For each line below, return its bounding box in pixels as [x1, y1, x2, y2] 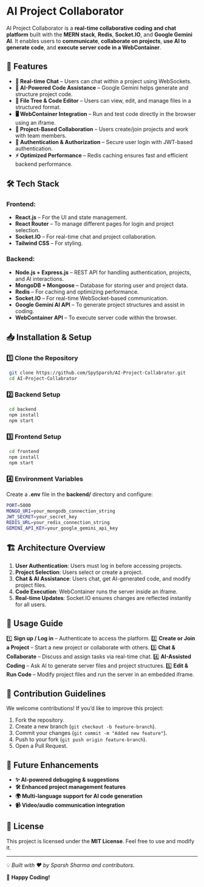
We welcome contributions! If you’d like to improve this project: [6, 705, 164, 712]
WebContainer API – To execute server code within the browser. [15, 314, 177, 321]
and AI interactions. [15, 275, 64, 282]
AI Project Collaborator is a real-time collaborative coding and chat [6, 24, 177, 32]
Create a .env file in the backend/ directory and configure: [6, 491, 153, 498]
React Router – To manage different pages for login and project [15, 220, 174, 227]
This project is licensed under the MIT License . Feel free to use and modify [6, 837, 195, 844]
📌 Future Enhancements [6, 760, 99, 770]
